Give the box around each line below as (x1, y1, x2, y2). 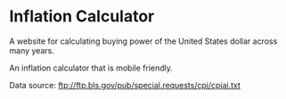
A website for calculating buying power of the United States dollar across (9, 36, 278, 46)
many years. (9, 45, 55, 55)
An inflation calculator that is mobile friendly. (9, 62, 174, 73)
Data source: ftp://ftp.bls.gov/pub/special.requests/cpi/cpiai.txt (9, 79, 241, 90)
